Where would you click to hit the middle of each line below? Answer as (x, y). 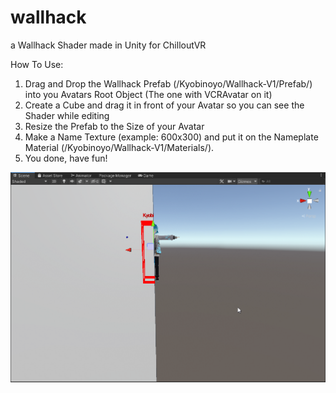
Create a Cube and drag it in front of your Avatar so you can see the (164, 105)
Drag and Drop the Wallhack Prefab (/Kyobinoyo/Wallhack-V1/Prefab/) (168, 83)
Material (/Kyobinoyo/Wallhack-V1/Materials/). (119, 147)
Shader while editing (67, 115)
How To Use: (37, 64)
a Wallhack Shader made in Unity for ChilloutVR (108, 45)
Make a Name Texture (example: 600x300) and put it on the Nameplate (171, 137)
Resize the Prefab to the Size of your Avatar (114, 126)
